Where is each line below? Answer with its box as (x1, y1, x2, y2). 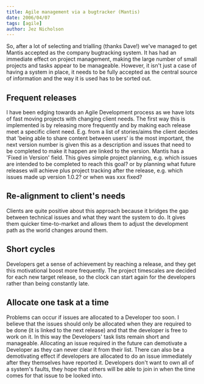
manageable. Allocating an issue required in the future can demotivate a (6, 339, 188, 347)
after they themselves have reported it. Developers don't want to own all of (6, 358, 194, 366)
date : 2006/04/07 (6, 15, 51, 21)
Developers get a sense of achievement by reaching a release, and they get (6, 260, 196, 268)
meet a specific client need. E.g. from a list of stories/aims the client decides (6, 128, 199, 136)
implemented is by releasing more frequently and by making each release (6, 122, 191, 129)
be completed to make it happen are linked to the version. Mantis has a (6, 147, 185, 155)
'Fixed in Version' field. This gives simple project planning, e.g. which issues (6, 154, 198, 161)
